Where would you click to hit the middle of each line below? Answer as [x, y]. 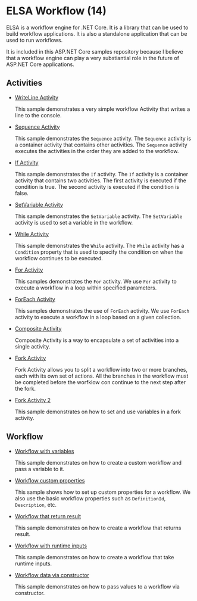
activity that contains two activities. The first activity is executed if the [100, 180]
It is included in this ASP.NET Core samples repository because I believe [95, 51]
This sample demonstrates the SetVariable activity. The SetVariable [98, 216]
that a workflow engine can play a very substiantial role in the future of [93, 58]
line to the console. [38, 115]
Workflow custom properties [50, 480]
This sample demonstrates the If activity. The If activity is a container [101, 174]
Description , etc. [36, 505]
